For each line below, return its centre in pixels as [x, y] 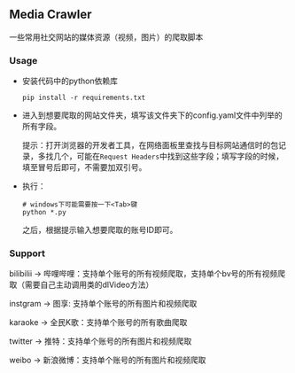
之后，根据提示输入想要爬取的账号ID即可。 [100, 230]
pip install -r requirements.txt [84, 98]
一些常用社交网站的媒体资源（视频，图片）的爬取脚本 [106, 37]
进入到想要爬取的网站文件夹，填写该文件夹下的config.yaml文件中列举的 [152, 115]
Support [27, 253]
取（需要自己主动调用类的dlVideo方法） [82, 285]
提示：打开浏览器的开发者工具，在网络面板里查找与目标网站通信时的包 [150, 145]
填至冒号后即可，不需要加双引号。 [84, 167]
